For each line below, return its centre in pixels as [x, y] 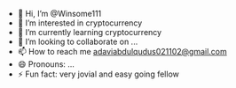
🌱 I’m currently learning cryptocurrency [90, 32]
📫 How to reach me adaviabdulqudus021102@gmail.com [122, 51]
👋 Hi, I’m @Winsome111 [59, 14]
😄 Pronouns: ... [46, 64]
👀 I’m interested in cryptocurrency [80, 23]
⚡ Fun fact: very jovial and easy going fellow [98, 74]
